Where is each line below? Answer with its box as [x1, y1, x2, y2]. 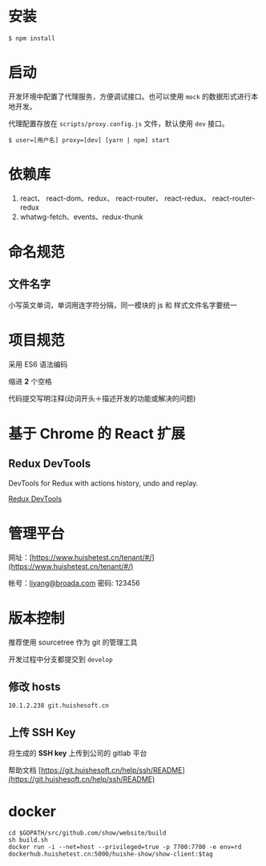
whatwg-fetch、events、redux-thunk [19, 212, 143, 222]
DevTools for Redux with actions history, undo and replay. [8, 478, 199, 488]
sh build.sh [8, 836, 48, 844]
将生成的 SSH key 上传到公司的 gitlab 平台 [8, 748, 147, 758]
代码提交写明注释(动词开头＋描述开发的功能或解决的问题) [8, 393, 196, 403]
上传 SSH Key [8, 726, 76, 739]
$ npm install [8, 34, 56, 43]
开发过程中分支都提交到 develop [8, 654, 114, 664]
